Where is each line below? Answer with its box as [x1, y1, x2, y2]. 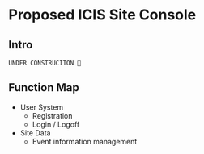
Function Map [8, 81, 79, 94]
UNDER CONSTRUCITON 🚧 [8, 59, 82, 67]
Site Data [19, 127, 51, 138]
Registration [32, 110, 73, 120]
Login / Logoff [32, 119, 80, 129]
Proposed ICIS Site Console [8, 6, 197, 24]
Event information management [32, 136, 138, 146]
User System [19, 102, 64, 112]
